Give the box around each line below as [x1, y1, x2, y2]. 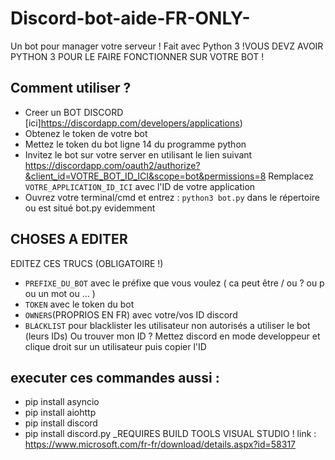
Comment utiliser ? [10, 80, 132, 97]
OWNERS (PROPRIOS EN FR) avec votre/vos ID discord [24, 308, 238, 321]
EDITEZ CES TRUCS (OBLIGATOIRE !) [10, 257, 164, 269]
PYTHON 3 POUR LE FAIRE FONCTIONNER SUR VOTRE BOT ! [10, 50, 265, 62]
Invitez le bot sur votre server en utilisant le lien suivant [24, 148, 253, 161]
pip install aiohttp [24, 407, 97, 419]
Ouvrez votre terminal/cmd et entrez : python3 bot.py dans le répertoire [24, 191, 320, 203]
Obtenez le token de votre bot [24, 127, 148, 139]
